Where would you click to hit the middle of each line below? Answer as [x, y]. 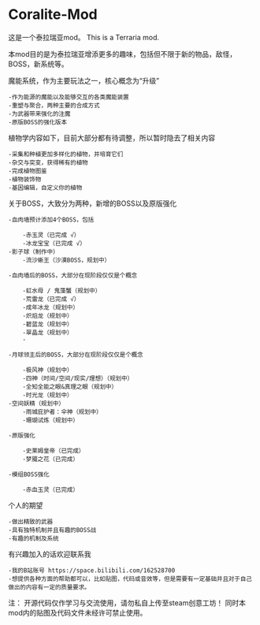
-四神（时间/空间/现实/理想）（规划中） [78, 378]
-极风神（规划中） [48, 370]
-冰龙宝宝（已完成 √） [54, 243]
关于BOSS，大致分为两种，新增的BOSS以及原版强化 [93, 203]
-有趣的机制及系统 [33, 538]
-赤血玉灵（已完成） [50, 489]
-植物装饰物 [25, 179]
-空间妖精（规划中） [37, 404]
